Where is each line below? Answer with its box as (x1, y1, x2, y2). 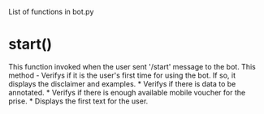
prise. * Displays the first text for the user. (8, 96, 149, 106)
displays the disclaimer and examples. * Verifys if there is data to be (8, 78, 236, 88)
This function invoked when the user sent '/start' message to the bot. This (8, 61, 256, 71)
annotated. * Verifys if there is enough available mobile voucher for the (8, 87, 246, 97)
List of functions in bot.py (8, 7, 94, 16)
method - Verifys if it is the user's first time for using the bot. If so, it (8, 70, 236, 80)
